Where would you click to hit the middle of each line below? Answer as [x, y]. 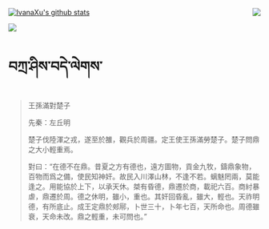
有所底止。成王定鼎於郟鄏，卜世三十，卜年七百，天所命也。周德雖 [151, 206]
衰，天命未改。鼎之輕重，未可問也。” [87, 216]
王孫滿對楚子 [49, 105]
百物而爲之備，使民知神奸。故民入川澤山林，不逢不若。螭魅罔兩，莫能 [144, 176]
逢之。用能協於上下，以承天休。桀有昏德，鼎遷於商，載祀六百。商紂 [140, 186]
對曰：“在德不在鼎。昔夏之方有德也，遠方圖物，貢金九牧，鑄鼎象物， [142, 166]
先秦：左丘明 [49, 122]
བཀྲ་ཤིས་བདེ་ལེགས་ [55, 67]
